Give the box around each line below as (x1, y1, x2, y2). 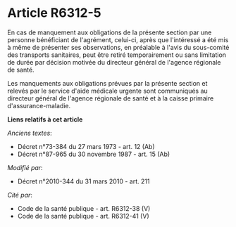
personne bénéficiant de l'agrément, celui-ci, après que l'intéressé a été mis (7, 35, 229, 44)
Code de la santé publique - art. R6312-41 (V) (17, 212, 149, 220)
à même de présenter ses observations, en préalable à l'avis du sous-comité (7, 43, 230, 51)
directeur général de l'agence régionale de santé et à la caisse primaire (7, 93, 214, 103)
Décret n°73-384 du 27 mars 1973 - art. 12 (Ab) (17, 142, 155, 150)
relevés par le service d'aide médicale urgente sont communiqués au (7, 86, 208, 95)
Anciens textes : (7, 129, 53, 137)
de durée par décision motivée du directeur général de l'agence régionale (7, 58, 221, 66)
